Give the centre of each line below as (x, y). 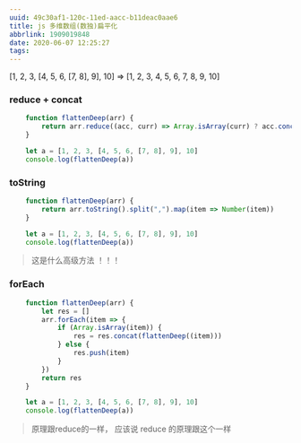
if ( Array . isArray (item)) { (110, 328)
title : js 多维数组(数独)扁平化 (64, 26)
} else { (73, 345)
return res (62, 378)
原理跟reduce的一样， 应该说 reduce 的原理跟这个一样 (131, 429)
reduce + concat (46, 100)
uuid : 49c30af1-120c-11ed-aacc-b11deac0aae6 (94, 17)
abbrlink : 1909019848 (50, 34)
